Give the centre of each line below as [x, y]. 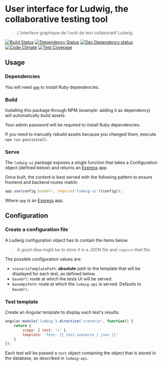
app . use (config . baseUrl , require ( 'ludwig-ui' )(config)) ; [64, 191]
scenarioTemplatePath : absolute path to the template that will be [76, 268]
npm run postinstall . [26, 139]
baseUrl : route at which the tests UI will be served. [62, 279]
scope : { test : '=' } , [45, 330]
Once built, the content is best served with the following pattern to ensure [79, 177]
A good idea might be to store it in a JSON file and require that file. [84, 249]
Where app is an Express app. [34, 201]
